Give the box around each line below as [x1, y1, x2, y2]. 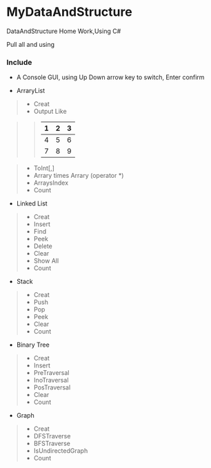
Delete [33, 242, 53, 250]
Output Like [33, 108, 67, 116]
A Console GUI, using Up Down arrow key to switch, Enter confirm [16, 73, 205, 81]
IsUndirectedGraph [33, 447, 88, 455]
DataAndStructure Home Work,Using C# [6, 27, 121, 35]
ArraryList [16, 87, 46, 95]
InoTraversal [33, 376, 69, 385]
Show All [33, 256, 59, 265]
